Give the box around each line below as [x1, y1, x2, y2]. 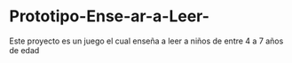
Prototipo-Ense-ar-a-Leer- [9, 6, 210, 27]
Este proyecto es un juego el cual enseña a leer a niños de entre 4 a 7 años [9, 35, 284, 46]
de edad [9, 44, 40, 55]
